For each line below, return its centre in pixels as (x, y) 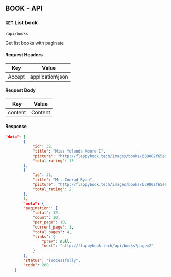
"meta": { (34, 204)
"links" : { (44, 237)
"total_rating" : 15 (53, 161)
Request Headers (24, 55)
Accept (17, 77)
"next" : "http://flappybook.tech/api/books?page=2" (97, 246)
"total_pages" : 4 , (52, 232)
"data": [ (16, 137)
